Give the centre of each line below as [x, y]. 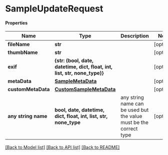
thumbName [23, 52]
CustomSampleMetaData [85, 89]
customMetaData [29, 89]
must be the [135, 122]
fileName [19, 44]
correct [129, 129]
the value [131, 116]
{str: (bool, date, [74, 60]
